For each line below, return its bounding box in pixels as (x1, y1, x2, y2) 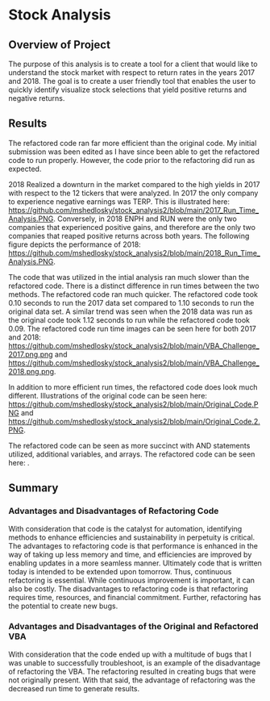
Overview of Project (8, 38, 111, 52)
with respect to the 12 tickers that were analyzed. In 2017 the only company (8, 188, 259, 198)
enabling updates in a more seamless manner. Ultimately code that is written (8, 558, 262, 568)
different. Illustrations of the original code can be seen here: (8, 390, 208, 400)
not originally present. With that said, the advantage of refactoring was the (8, 675, 255, 685)
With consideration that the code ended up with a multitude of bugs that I (8, 649, 251, 659)
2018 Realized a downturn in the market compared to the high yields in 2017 (8, 179, 260, 189)
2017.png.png (8, 349, 54, 359)
